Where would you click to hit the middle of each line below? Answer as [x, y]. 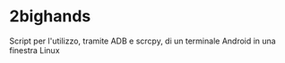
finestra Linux [35, 50]
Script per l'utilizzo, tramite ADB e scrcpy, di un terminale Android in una [142, 41]
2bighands [50, 16]
